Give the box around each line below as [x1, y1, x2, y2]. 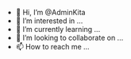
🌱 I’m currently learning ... [15, 25, 101, 33]
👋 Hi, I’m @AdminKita [15, 8, 86, 17]
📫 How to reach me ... [15, 42, 90, 51]
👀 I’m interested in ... [15, 16, 83, 26]
